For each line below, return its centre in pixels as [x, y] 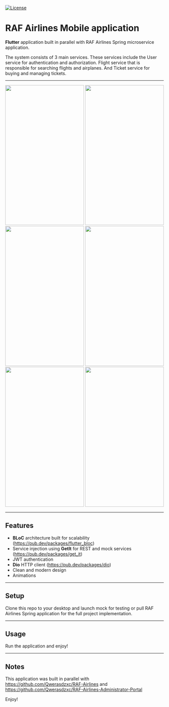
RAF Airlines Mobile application [72, 28]
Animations [24, 575]
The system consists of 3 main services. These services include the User [81, 57]
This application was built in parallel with [47, 679]
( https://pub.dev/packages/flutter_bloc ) [53, 543]
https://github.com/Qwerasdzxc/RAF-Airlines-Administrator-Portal [74, 690]
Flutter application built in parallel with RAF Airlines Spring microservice [80, 42]
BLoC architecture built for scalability [51, 538]
